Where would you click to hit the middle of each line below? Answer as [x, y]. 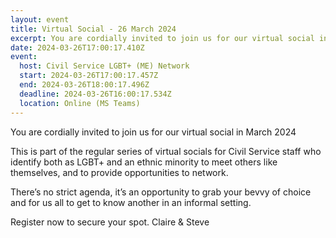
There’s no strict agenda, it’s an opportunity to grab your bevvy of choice [161, 192]
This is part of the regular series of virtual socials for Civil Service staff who [166, 151]
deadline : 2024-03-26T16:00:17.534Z [95, 94]
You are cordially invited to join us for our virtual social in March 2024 [153, 132]
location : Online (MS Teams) [80, 103]
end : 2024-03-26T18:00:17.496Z [84, 85]
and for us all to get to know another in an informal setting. [131, 202]
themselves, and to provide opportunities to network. [119, 172]
